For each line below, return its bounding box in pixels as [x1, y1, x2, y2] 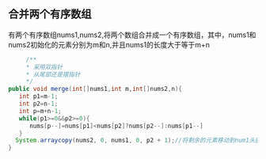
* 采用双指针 [25, 62, 63, 71]
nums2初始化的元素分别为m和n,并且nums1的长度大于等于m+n [8, 40, 211, 49]
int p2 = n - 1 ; [18, 100, 59, 108]
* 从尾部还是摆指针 [25, 70, 81, 78]
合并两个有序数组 [8, 7, 92, 21]
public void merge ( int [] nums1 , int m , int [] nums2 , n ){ [8, 85, 182, 93]
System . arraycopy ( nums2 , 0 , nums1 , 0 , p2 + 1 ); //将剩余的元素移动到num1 [15, 137, 249, 145]
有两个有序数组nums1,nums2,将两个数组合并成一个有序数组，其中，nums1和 [8, 30, 256, 40]
